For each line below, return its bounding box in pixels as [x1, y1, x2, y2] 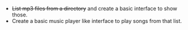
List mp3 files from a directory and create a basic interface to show [11, 5, 177, 12]
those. [11, 11, 28, 18]
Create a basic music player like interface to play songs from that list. [11, 18, 182, 24]
